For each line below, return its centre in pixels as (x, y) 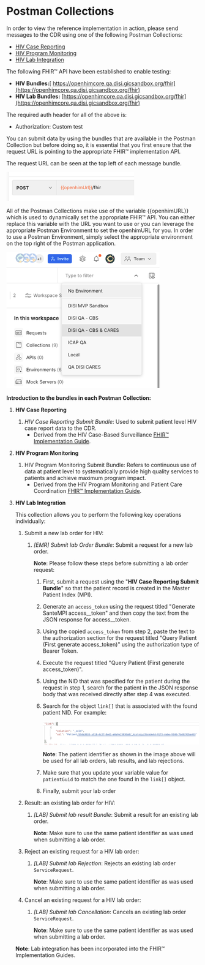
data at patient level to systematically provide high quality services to (111, 471)
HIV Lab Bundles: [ (39, 96)
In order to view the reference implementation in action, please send (92, 28)
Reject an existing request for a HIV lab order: (82, 852)
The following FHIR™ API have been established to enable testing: (89, 71)
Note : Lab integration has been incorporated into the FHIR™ (90, 949)
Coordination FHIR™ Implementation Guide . (88, 490)
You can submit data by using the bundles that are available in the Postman (101, 138)
